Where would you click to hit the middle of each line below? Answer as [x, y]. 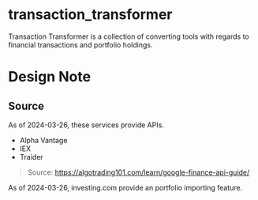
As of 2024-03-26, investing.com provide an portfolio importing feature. [125, 187]
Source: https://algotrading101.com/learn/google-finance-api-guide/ [138, 172]
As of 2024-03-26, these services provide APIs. [86, 125]
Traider [31, 157]
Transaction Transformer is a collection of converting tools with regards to [129, 36]
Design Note [50, 77]
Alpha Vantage [43, 140]
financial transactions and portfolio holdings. [80, 44]
